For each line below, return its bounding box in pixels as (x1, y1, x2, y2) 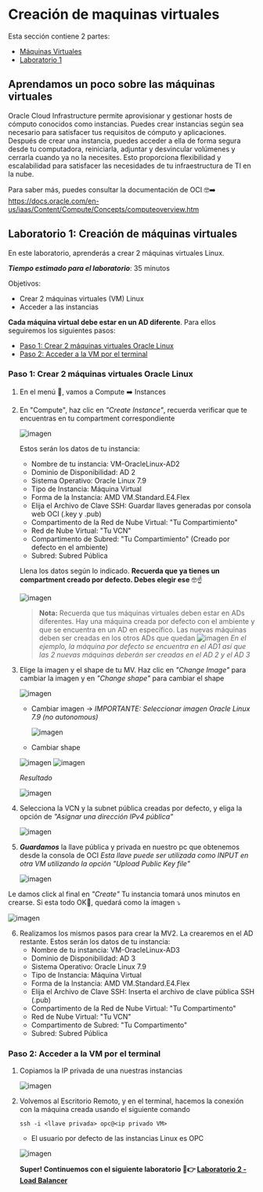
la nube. (8, 169, 34, 178)
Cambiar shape (31, 742, 81, 752)
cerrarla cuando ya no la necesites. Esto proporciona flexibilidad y (8, 152, 222, 162)
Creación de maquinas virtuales (8, 5, 220, 24)
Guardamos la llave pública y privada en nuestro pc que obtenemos (19, 842, 240, 851)
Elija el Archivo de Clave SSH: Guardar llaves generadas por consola (31, 501, 252, 510)
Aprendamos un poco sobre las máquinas (8, 78, 215, 91)
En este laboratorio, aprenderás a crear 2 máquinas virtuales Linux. (8, 248, 225, 257)
